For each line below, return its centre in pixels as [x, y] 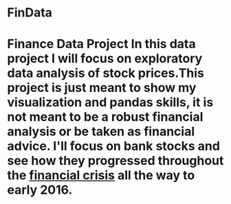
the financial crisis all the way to [101, 175]
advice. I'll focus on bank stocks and [113, 146]
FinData [30, 13]
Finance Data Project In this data [101, 44]
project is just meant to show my [102, 88]
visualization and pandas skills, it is [110, 103]
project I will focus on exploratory [105, 59]
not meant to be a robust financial [105, 117]
